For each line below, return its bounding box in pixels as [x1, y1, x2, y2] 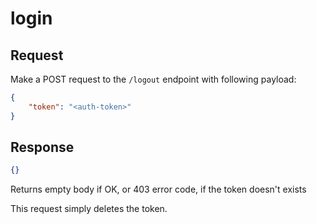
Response [10, 139, 75, 156]
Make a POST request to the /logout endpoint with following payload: [10, 73, 297, 85]
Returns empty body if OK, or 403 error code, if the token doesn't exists [10, 183, 307, 196]
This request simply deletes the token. [10, 203, 168, 215]
